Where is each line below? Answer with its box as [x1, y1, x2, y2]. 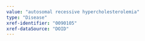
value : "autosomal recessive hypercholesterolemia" [6, 8, 140, 15]
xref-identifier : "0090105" [6, 20, 78, 26]
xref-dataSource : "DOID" [6, 25, 69, 32]
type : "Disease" [6, 14, 47, 20]
